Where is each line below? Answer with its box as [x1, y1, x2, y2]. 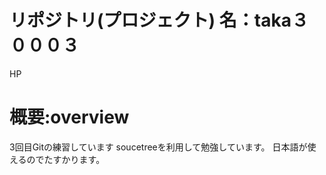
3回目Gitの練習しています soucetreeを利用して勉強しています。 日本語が [9, 141, 308, 153]
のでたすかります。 [26, 153, 106, 165]
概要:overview [9, 106, 130, 129]
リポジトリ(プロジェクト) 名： [9, 9, 255, 32]
